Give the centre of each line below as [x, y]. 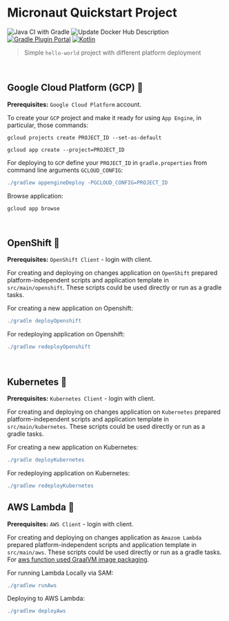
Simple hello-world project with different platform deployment [112, 52]
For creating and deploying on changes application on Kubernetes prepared [114, 412]
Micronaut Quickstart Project [92, 13]
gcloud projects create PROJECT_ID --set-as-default [84, 137]
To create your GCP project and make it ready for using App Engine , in [104, 117]
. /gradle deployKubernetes [46, 460]
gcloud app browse [33, 209]
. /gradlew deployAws [37, 611]
